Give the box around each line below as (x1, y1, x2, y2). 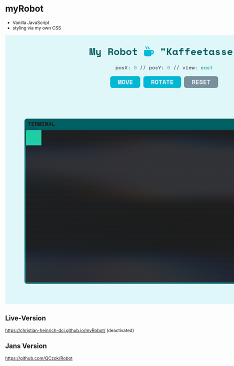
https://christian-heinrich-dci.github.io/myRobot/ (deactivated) (5, 327, 134, 333)
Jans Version (5, 342, 47, 350)
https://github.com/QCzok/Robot (5, 355, 73, 361)
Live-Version (5, 314, 46, 322)
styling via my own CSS (12, 24, 61, 30)
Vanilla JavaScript (12, 19, 50, 25)
